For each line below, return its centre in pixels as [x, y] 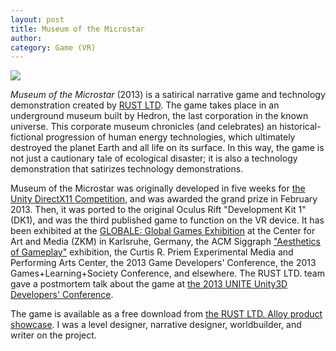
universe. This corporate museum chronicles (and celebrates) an [144, 127]
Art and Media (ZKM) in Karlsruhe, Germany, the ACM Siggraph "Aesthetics [165, 242]
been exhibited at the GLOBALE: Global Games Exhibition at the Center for [163, 231]
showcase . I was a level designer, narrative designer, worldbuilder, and [156, 325]
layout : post [37, 19]
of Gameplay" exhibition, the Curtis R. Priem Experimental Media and [152, 252]
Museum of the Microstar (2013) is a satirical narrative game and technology [168, 95]
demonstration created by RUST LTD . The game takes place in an [145, 105]
